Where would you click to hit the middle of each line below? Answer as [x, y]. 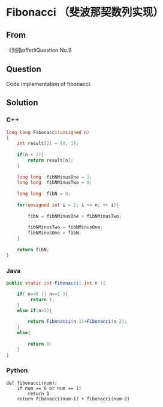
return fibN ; [33, 249]
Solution [22, 103]
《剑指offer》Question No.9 [39, 50]
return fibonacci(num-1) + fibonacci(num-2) [73, 399]
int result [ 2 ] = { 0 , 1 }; [48, 144]
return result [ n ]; [51, 160]
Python [17, 370]
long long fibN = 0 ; [44, 194]
